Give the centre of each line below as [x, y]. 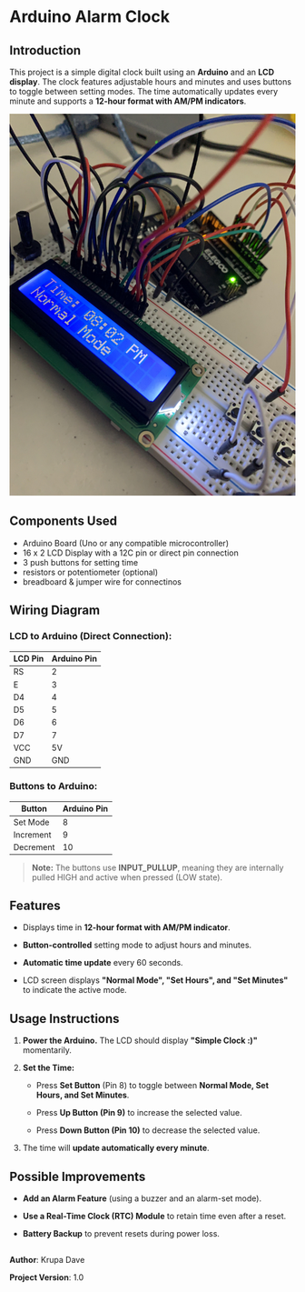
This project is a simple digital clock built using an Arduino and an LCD [142, 72]
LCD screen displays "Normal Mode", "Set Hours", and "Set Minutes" [155, 980]
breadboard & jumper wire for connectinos [102, 581]
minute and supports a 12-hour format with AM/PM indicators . [128, 101]
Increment [32, 835]
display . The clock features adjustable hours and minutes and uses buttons [151, 82]
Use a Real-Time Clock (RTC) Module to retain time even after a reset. [154, 1216]
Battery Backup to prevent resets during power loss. [121, 1233]
